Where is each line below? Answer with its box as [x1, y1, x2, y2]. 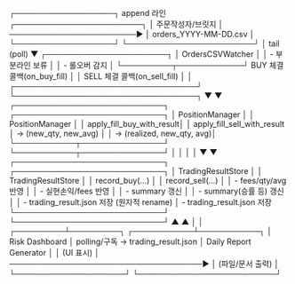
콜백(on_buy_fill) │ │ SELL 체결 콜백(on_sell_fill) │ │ [9, 71, 193, 82]
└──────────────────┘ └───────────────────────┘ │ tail [9, 38, 280, 49]
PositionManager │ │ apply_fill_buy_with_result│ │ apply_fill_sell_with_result [9, 119, 285, 129]
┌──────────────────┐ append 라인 [9, 8, 167, 18]
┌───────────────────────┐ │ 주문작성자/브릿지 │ [9, 19, 224, 29]
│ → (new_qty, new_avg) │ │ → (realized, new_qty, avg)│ [9, 128, 218, 138]
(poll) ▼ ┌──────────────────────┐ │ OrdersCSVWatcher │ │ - [9, 49, 274, 59]
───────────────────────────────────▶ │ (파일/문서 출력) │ [9, 258, 280, 269]
